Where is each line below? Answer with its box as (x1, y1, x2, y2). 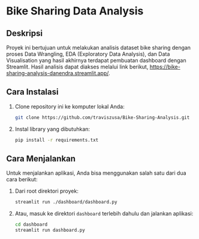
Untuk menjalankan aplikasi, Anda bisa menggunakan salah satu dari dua (6, 169, 187, 177)
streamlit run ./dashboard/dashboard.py (14, 199, 117, 205)
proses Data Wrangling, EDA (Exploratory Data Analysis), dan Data (6, 50, 170, 58)
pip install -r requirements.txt (14, 137, 99, 143)
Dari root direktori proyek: (14, 187, 79, 195)
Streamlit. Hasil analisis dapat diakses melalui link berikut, (6, 63, 149, 70)
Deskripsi (6, 28, 43, 38)
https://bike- (149, 63, 181, 70)
